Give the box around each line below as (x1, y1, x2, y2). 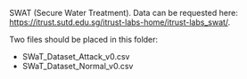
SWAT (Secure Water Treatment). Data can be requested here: (9, 8, 238, 18)
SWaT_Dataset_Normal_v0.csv (21, 61, 134, 71)
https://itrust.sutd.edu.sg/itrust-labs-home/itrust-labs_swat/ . (9, 17, 231, 28)
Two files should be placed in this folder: (9, 35, 159, 44)
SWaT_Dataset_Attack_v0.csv (21, 51, 130, 61)
